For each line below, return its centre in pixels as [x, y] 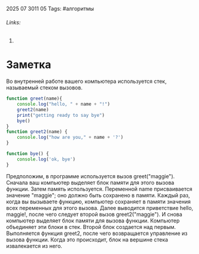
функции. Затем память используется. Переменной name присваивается [99, 189]
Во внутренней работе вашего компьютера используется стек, [86, 81]
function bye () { [28, 154]
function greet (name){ [34, 99]
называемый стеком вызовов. [45, 88]
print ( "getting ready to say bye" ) [61, 115]
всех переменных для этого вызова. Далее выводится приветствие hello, [100, 207]
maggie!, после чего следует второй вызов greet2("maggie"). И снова [94, 214]
